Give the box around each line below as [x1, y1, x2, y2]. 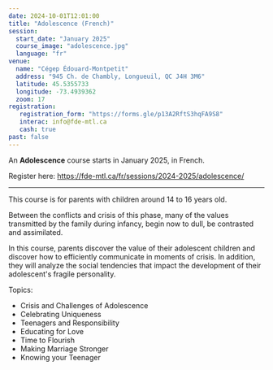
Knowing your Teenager [19, 352, 102, 362]
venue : [8, 58, 31, 66]
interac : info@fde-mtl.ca [19, 118, 107, 126]
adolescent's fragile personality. [8, 269, 116, 279]
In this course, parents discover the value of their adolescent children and [8, 243, 256, 253]
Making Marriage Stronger [19, 343, 109, 354]
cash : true [19, 125, 57, 133]
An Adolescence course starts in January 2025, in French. [8, 155, 205, 165]
